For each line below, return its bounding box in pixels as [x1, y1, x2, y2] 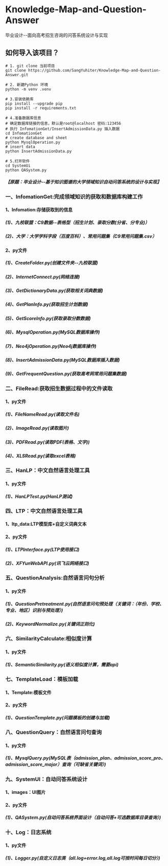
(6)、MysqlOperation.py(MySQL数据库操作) [5, 329, 100, 336]
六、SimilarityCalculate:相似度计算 [5, 635, 92, 642]
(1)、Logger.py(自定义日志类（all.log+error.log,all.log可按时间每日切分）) [5, 855, 160, 861]
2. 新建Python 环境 [10, 82, 49, 87]
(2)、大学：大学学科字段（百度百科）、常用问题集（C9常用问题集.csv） [5, 233, 157, 239]
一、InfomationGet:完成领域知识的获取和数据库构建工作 [5, 193, 143, 200]
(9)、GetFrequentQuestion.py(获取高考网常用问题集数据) [5, 371, 127, 377]
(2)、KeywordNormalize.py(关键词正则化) [5, 620, 95, 627]
